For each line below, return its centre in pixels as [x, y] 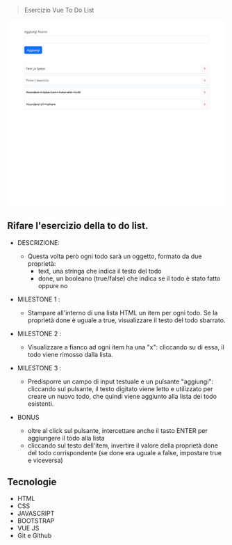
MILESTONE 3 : [39, 368]
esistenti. [41, 404]
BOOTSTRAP [36, 521]
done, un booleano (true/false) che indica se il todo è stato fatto [129, 278]
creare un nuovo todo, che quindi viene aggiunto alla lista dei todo [122, 396]
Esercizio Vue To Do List [59, 10]
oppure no [53, 285]
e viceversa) [45, 460]
